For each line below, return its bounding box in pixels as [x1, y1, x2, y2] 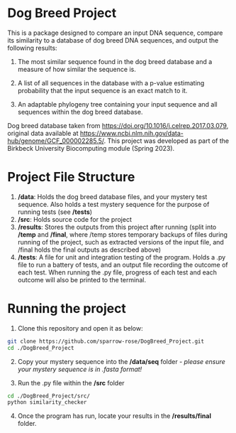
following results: [7, 43, 58, 52]
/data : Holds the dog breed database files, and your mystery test [17, 192, 208, 201]
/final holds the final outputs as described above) [17, 245, 162, 254]
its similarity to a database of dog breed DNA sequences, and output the [7, 36, 219, 44]
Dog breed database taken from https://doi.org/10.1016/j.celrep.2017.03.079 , [7, 121, 229, 129]
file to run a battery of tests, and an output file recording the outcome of [17, 260, 228, 269]
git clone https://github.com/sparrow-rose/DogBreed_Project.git [7, 338, 204, 345]
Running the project [7, 301, 126, 317]
